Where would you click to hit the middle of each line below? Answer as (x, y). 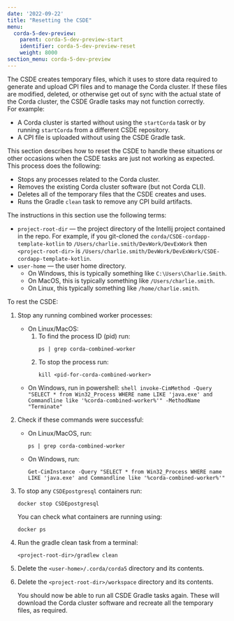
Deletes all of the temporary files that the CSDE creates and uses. (112, 194)
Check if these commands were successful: (81, 420)
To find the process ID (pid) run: (84, 336)
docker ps (32, 529)
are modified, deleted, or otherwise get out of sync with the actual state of (114, 94)
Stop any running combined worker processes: (85, 315)
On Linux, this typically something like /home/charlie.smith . (114, 288)
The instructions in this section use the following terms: (87, 215)
